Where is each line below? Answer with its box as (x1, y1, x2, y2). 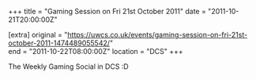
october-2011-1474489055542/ (8, 38, 111, 48)
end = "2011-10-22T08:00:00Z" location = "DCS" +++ (8, 47, 183, 56)
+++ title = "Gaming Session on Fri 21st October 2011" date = (8, 7, 207, 16)
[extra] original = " (8, 31, 68, 39)
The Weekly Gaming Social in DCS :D (8, 62, 129, 71)
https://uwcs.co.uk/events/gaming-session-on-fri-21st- (66, 31, 248, 39)
